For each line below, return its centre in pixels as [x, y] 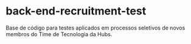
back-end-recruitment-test [76, 11]
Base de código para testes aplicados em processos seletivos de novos [95, 28]
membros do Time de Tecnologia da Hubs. [59, 34]
